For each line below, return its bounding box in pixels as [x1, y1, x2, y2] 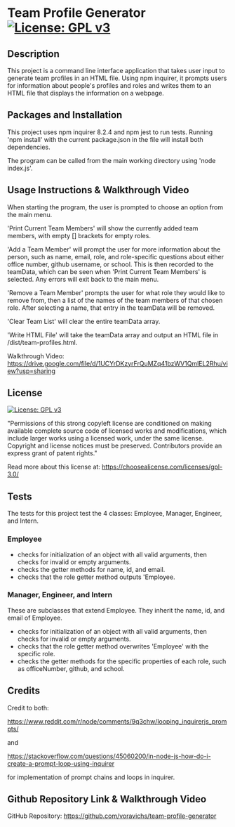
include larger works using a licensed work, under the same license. [7, 434, 204, 443]
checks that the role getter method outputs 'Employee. [17, 573, 175, 581]
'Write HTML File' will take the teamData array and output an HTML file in [7, 330, 219, 339]
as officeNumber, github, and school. [17, 664, 125, 672]
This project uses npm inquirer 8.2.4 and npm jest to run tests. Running [7, 128, 213, 136]
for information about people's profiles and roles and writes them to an [7, 82, 212, 89]
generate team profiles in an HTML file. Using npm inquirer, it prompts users [7, 74, 227, 82]
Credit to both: [7, 703, 49, 712]
